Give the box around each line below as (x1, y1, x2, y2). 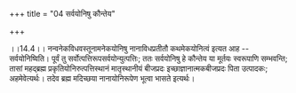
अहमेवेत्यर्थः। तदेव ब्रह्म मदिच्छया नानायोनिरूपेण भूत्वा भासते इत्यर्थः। (9, 74, 196, 83)
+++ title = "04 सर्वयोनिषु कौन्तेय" (9, 9, 116, 19)
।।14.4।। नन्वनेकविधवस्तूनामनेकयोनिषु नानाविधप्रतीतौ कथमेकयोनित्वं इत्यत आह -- (9, 43, 250, 53)
